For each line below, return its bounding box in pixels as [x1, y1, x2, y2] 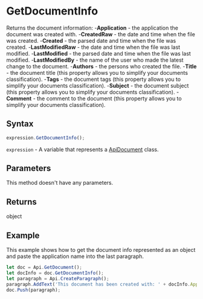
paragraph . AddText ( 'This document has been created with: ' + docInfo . [6, 281, 190, 288]
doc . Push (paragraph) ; [6, 287, 61, 293]
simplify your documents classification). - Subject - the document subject [6, 82, 189, 89]
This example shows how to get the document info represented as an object [6, 246, 196, 254]
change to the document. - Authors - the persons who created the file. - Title [6, 62, 197, 70]
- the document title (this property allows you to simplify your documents [6, 69, 188, 76]
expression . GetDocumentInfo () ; [6, 135, 85, 141]
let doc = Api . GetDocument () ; [6, 265, 83, 271]
